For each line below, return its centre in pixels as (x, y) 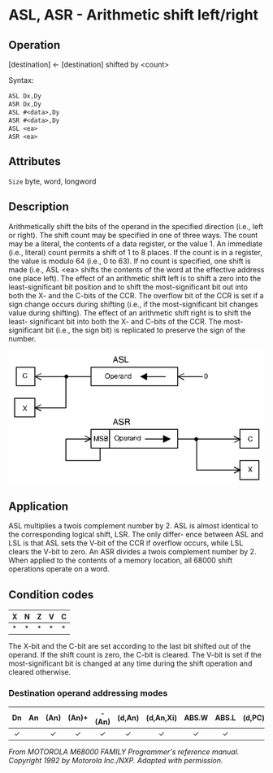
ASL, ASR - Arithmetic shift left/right (133, 15)
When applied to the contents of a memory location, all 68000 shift (121, 560)
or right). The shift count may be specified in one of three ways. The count (133, 235)
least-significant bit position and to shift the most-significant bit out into (128, 287)
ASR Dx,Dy (25, 104)
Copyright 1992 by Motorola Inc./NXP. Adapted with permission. (116, 760)
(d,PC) (254, 718)
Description (39, 207)
